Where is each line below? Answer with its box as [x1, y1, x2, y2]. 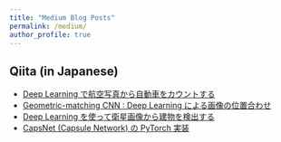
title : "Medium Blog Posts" [9, 13, 116, 23]
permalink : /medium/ [9, 22, 88, 31]
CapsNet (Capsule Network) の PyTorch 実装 [22, 123, 190, 134]
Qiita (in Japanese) [9, 63, 119, 79]
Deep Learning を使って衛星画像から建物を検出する [22, 111, 216, 122]
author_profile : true [9, 30, 92, 39]
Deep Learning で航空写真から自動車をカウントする [22, 89, 216, 99]
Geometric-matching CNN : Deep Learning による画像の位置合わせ [22, 100, 272, 111]
